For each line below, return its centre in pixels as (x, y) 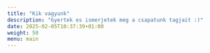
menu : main (23, 39)
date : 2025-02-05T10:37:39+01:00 (56, 26)
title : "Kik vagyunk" (39, 13)
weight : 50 (23, 33)
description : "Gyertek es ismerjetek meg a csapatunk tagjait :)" (105, 20)
